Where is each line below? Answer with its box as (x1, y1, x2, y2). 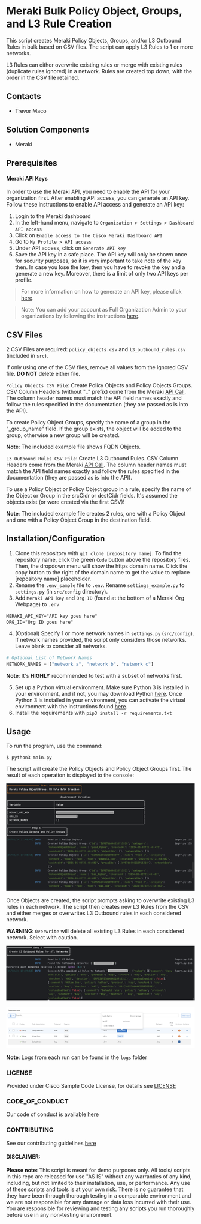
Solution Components (6, 125, 90, 135)
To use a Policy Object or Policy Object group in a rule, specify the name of (6, 485, 191, 493)
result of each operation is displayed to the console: (6, 771, 135, 779)
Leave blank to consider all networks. (14, 642, 108, 650)
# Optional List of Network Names (6, 654, 93, 661)
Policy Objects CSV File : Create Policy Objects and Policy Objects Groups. (6, 381, 193, 388)
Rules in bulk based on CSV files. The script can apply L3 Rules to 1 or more (6, 43, 193, 50)
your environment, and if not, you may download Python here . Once (14, 690, 182, 697)
